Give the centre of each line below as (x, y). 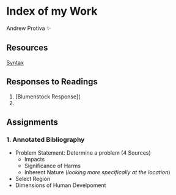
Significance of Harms (53, 166)
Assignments (32, 122)
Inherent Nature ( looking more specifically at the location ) (97, 172)
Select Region (33, 179)
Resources (27, 48)
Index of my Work (52, 11)
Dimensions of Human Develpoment (61, 185)
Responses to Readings (52, 82)
